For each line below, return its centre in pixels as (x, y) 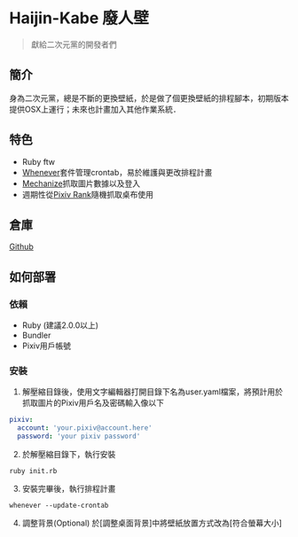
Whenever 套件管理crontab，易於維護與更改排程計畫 (117, 172)
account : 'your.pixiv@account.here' (85, 428)
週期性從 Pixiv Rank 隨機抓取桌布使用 (87, 194)
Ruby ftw (39, 161)
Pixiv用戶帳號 (47, 346)
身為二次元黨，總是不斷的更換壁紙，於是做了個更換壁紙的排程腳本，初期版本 (149, 97)
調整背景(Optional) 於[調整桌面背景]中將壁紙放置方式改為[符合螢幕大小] (152, 523)
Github (21, 247)
